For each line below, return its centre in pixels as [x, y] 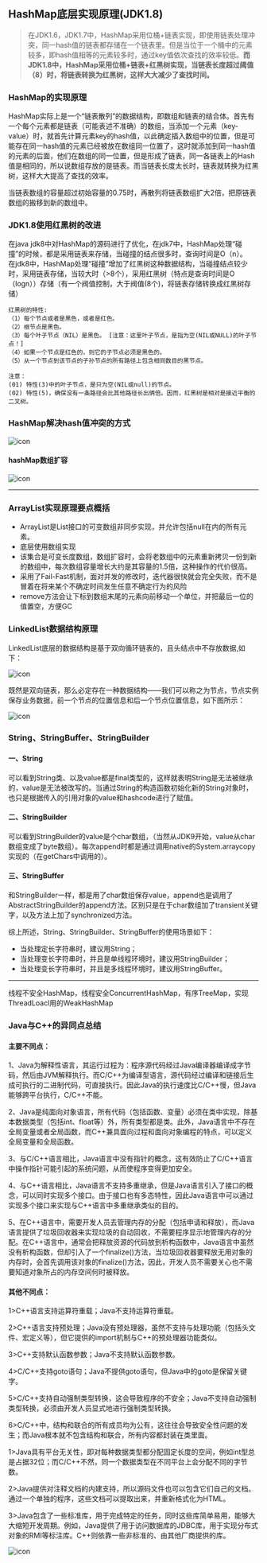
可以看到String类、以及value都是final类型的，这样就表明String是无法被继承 [131, 777]
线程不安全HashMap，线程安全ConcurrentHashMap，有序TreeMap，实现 [128, 993]
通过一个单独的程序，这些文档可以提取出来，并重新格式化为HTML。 [119, 1499]
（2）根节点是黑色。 [37, 327]
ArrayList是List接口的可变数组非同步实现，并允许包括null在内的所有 [130, 527]
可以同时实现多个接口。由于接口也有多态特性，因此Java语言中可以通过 [138, 1196]
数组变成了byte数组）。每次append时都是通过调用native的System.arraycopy [132, 846]
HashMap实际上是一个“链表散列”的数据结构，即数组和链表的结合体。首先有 [132, 116]
